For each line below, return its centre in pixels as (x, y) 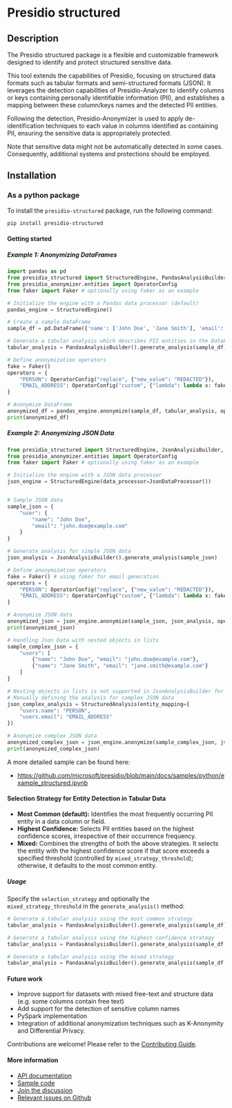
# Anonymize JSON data (40, 615)
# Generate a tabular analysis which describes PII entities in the (108, 341)
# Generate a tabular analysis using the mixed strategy (91, 956)
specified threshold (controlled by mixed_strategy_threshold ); (105, 858)
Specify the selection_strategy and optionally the (78, 899)
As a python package (43, 195)
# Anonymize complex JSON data (52, 736)
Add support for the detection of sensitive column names (98, 1009)
